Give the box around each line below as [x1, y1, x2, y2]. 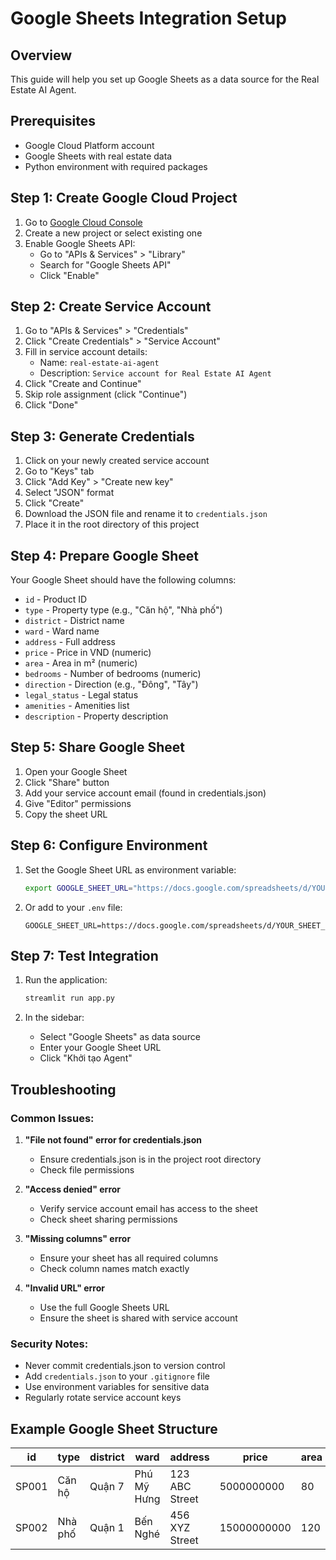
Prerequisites [10, 113, 96, 130]
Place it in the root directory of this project [24, 518, 200, 531]
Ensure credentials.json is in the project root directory [39, 1153, 262, 1165]
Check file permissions [39, 1163, 135, 1176]
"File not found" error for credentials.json [24, 1133, 202, 1146]
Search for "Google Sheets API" [39, 258, 172, 271]
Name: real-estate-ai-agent [39, 357, 160, 369]
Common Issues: [10, 1111, 95, 1125]
